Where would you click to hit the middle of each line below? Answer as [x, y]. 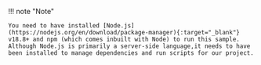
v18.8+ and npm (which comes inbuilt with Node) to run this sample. [124, 39]
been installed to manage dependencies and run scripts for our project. [131, 53]
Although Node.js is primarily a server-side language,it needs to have [129, 46]
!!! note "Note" [31, 11]
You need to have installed [54, 26]
